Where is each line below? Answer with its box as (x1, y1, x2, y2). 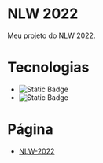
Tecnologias (7, 58, 90, 76)
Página (7, 120, 54, 139)
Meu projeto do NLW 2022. (7, 31, 96, 40)
